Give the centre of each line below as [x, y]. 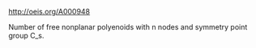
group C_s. [26, 36]
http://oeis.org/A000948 [49, 12]
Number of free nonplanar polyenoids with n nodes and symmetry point [128, 27]
